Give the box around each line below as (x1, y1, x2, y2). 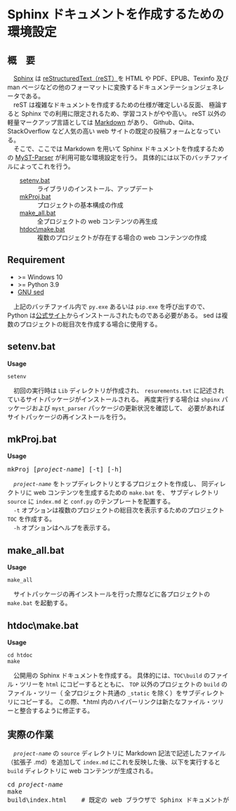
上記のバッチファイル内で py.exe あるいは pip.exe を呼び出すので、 (13, 302, 209, 310)
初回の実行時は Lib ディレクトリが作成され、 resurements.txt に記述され (13, 386, 225, 395)
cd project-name (7, 780, 63, 788)
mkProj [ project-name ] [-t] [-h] (7, 466, 123, 473)
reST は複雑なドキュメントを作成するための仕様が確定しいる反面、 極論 (13, 101, 222, 109)
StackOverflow (7, 127, 51, 135)
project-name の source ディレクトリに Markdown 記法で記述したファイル (13, 748, 226, 757)
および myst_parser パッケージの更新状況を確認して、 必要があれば (31, 404, 225, 412)
